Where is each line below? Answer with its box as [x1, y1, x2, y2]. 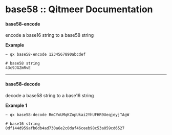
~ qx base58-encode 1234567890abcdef [5, 52, 86, 57]
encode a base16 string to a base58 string [5, 32, 94, 38]
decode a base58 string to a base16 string [5, 92, 94, 98]
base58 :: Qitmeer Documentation [5, 4, 153, 15]
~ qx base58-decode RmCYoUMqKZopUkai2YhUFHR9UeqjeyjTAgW [5, 112, 130, 117]
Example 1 [5, 102, 27, 108]
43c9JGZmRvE [5, 65, 31, 71]
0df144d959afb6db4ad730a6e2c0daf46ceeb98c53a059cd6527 [5, 125, 125, 131]
